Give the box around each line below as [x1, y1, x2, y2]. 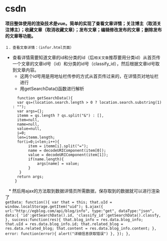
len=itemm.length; [17, 135, 55, 140]
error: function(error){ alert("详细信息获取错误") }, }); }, [5, 232, 131, 237]
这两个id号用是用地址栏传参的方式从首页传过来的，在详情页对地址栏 [19, 73, 159, 79]
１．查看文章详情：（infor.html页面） [5, 45, 74, 50]
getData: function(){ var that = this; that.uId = [5, 200, 112, 205]
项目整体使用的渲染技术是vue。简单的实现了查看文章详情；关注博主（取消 [5, 20, 157, 26]
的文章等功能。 [5, 33, 36, 39]
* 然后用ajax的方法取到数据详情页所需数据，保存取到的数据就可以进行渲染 [8, 188, 160, 194]
